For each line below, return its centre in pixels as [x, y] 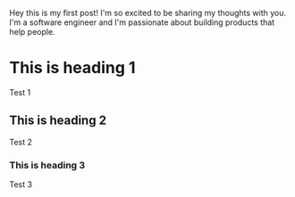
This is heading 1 [72, 68]
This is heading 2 [58, 121]
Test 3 [21, 185]
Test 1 [20, 92]
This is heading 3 [47, 165]
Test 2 [21, 142]
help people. [32, 32]
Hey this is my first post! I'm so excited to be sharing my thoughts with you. [148, 13]
